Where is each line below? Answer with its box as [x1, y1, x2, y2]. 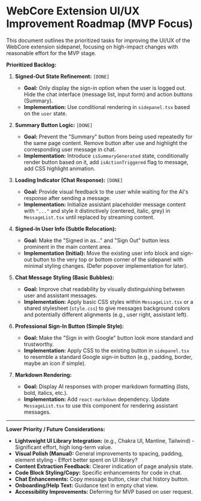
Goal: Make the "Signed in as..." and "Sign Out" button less [23, 237, 170, 244]
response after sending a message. [23, 194, 111, 201]
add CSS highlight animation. [23, 165, 96, 172]
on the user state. [23, 110, 68, 117]
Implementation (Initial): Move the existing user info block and [23, 249, 179, 256]
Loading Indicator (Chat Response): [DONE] [14, 176, 123, 183]
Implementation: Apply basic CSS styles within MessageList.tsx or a [23, 298, 193, 305]
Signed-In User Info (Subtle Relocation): [14, 225, 117, 232]
